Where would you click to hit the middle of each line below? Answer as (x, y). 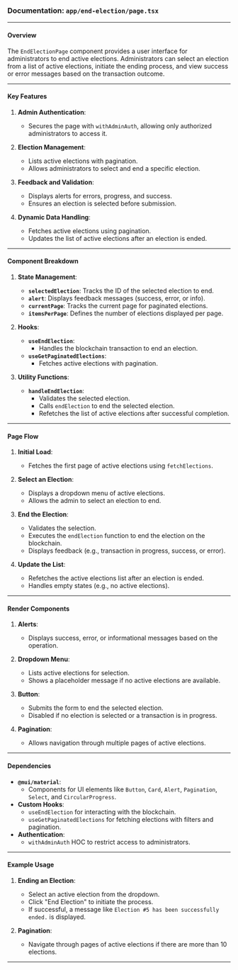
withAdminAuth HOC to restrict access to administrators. (109, 842)
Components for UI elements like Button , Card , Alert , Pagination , (123, 789)
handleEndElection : (56, 390)
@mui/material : (39, 782)
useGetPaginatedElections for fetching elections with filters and (121, 819)
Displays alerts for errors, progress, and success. (100, 196)
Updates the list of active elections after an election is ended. (118, 238)
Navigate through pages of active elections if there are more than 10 (127, 944)
